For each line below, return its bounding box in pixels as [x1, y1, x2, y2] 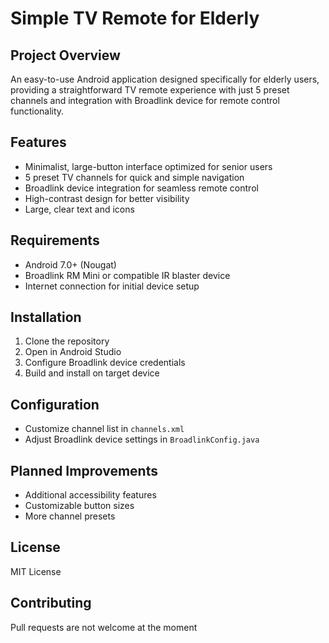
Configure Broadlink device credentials [24, 357, 186, 369]
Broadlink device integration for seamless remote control [24, 182, 259, 194]
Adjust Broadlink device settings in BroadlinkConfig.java [24, 433, 260, 446]
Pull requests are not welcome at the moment [10, 621, 198, 633]
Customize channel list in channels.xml [24, 423, 185, 435]
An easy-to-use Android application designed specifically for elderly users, [10, 73, 320, 85]
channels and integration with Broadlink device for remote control [10, 95, 280, 106]
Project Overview [10, 47, 121, 64]
